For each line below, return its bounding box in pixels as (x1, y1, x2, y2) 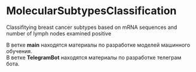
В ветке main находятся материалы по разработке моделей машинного (6, 41, 191, 48)
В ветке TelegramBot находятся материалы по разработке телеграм (6, 54, 182, 61)
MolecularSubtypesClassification (6, 4, 177, 18)
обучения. (6, 47, 33, 54)
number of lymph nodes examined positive (6, 30, 112, 37)
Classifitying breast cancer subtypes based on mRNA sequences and (6, 24, 177, 31)
